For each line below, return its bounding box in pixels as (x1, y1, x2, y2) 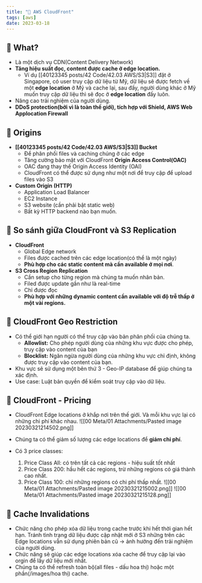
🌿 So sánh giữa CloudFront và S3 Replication (6, 225, 177, 236)
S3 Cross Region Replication (14, 267, 88, 274)
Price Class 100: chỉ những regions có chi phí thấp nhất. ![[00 (24, 478, 176, 486)
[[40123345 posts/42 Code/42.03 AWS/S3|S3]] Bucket (14, 143, 158, 151)
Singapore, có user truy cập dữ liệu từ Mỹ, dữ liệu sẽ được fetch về (24, 78, 190, 85)
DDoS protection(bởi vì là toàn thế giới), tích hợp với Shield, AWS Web (14, 103, 193, 111)
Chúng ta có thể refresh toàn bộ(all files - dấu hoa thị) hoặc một (14, 564, 174, 571)
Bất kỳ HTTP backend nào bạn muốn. (24, 208, 118, 215)
